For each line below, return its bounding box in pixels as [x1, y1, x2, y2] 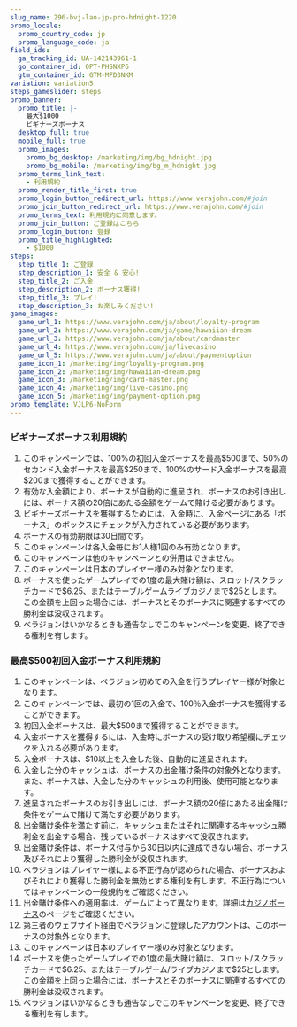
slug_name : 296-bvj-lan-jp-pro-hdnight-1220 [10, 12, 177, 22]
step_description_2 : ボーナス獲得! [18, 284, 141, 293]
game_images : [10, 309, 58, 319]
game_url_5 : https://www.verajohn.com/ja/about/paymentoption [18, 351, 252, 360]
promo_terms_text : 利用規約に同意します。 [18, 210, 162, 220]
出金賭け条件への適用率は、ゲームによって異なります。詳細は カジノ [22, 898, 270, 908]
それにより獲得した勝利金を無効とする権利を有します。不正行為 [30, 875, 263, 886]
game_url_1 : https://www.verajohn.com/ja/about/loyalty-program [18, 318, 260, 327]
